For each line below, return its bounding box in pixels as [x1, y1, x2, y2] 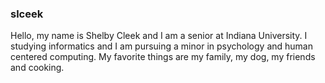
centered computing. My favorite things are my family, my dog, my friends [10, 51, 316, 63]
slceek [10, 7, 44, 21]
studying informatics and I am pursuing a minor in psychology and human [10, 40, 313, 52]
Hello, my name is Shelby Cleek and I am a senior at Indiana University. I [10, 30, 308, 42]
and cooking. [10, 62, 65, 74]
